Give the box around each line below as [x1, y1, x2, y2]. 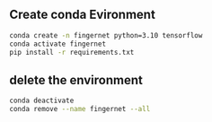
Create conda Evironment [9, 7, 155, 22]
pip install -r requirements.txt [9, 48, 135, 57]
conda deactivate [9, 96, 75, 106]
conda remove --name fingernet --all [9, 105, 151, 114]
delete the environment [9, 72, 144, 88]
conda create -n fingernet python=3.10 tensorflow [9, 30, 203, 39]
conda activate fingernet [9, 39, 106, 48]
